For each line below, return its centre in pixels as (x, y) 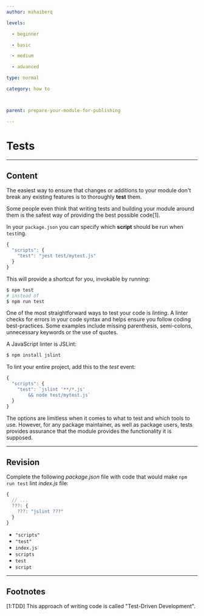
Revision (23, 462)
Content (22, 176)
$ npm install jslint (34, 355)
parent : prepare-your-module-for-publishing (63, 110)
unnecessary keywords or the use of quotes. (62, 332)
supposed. (20, 437)
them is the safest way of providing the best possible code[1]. (83, 215)
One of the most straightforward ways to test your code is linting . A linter (97, 313)
